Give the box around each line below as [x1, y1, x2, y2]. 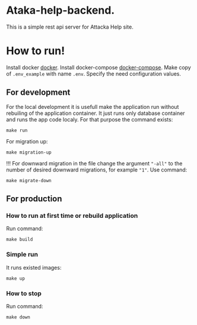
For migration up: [6, 137, 49, 145]
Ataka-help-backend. [6, 4, 115, 17]
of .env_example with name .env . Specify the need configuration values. [6, 70, 181, 77]
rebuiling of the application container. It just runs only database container [6, 110, 185, 117]
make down [6, 314, 31, 320]
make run [6, 127, 28, 133]
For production [6, 194, 62, 204]
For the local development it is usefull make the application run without [6, 103, 179, 110]
